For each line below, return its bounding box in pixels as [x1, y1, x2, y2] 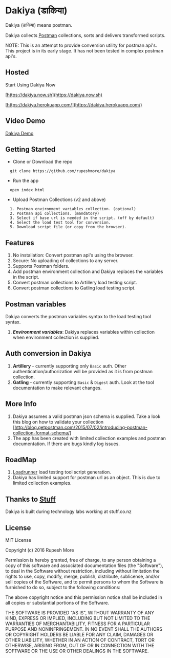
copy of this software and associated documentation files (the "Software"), [5, 562, 164, 569]
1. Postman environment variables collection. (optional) [10, 207, 137, 212]
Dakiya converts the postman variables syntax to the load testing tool [5, 314, 152, 319]
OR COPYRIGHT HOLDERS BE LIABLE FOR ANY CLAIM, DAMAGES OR [5, 632, 154, 638]
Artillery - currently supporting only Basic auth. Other [12, 362, 126, 369]
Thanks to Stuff [5, 495, 56, 503]
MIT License [5, 537, 32, 543]
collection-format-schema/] [12, 429, 72, 436]
